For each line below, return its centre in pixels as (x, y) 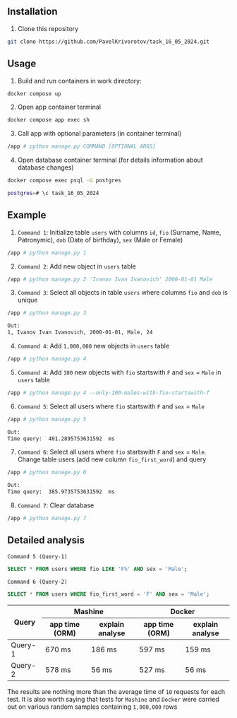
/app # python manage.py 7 (47, 519)
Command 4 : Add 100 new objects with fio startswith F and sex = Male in (119, 372)
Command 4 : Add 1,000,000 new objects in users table (93, 346)
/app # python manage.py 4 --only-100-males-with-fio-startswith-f (109, 393)
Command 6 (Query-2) (38, 582)
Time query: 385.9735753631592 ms (61, 492)
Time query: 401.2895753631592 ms (61, 439)
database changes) (45, 167)
